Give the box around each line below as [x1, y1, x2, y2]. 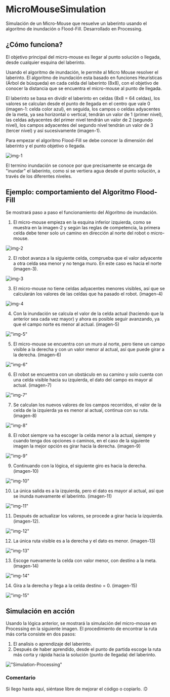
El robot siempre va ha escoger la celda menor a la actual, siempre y [13, 432, 156, 438]
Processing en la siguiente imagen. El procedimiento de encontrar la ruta [6, 625, 157, 632]
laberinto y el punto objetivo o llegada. [6, 143, 86, 149]
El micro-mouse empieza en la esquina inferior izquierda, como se [13, 219, 151, 225]
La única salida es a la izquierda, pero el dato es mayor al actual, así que [13, 487, 164, 494]
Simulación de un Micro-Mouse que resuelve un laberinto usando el [6, 20, 147, 26]
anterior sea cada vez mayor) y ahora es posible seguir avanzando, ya [13, 316, 160, 322]
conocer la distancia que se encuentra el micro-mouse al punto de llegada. [6, 85, 162, 91]
